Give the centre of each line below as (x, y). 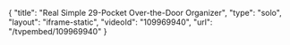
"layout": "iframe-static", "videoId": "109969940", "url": (111, 22)
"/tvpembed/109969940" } (58, 31)
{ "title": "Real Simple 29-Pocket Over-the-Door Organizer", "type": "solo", (145, 13)
